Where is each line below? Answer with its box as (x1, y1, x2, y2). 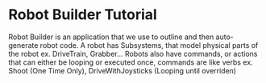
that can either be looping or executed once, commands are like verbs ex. (8, 57, 253, 67)
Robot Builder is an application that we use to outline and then (8, 32, 214, 41)
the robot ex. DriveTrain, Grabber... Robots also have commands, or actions (8, 49, 258, 58)
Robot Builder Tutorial (8, 6, 157, 24)
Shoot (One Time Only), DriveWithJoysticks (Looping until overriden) (8, 65, 236, 75)
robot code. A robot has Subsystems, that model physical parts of (39, 40, 259, 49)
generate (8, 40, 39, 49)
